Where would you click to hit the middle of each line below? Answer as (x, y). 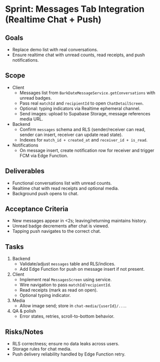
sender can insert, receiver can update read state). (71, 135)
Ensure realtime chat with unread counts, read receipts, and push (79, 55)
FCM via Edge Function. (44, 155)
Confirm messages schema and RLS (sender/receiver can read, (82, 129)
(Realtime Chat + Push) (53, 19)
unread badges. (36, 98)
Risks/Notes (24, 332)
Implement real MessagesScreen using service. (66, 280)
